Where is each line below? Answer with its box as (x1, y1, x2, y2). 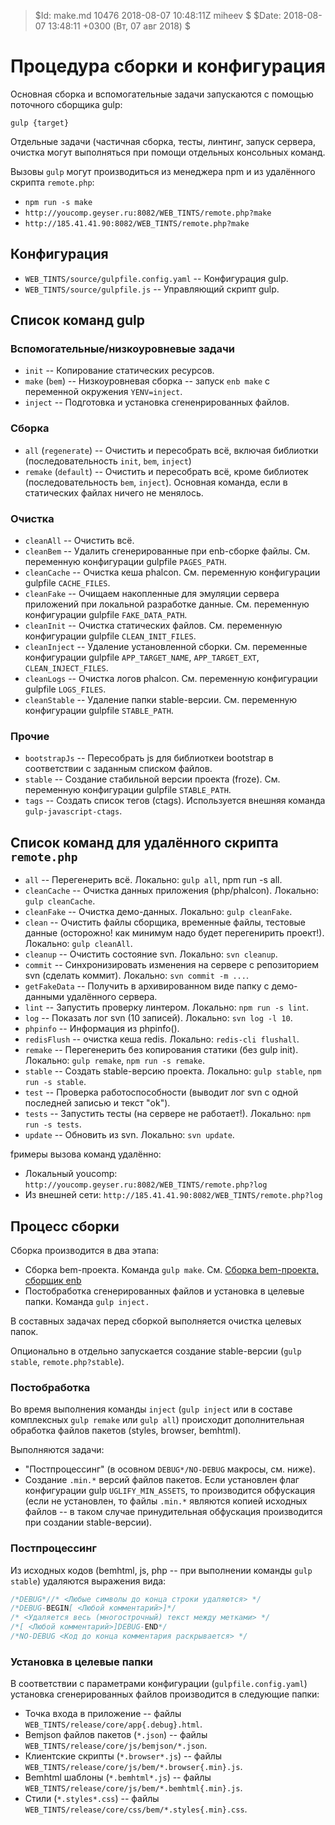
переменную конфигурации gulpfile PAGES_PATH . (24, 556, 227, 568)
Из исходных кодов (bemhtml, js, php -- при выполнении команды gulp (10, 1564, 313, 1576)
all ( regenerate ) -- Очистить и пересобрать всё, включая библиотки (24, 444, 319, 456)
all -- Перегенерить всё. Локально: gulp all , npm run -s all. (24, 874, 283, 886)
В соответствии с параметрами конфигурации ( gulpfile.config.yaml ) (10, 1678, 308, 1690)
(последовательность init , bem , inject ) (24, 455, 192, 467)
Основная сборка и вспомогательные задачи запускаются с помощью (10, 88, 314, 100)
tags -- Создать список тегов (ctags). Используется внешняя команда (24, 795, 326, 807)
